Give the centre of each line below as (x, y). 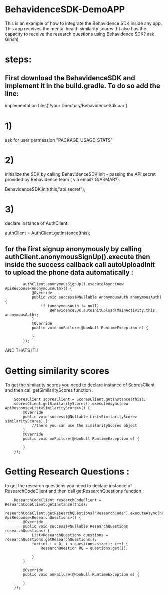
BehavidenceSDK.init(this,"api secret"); (45, 189)
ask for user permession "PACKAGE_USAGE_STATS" (59, 140)
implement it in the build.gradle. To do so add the (83, 86)
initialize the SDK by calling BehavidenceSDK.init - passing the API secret (81, 174)
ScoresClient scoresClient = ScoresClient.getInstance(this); (80, 399)
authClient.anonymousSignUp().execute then (78, 257)
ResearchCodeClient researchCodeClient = (58, 500)
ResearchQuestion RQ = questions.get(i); (84, 548)
